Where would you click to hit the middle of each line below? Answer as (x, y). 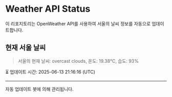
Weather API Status (48, 9)
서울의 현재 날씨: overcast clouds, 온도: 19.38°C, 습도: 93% (78, 61)
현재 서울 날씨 (26, 48)
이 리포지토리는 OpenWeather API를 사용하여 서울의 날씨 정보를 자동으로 (78, 23)
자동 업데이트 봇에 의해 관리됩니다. (39, 89)
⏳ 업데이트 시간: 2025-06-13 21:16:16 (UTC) (50, 71)
